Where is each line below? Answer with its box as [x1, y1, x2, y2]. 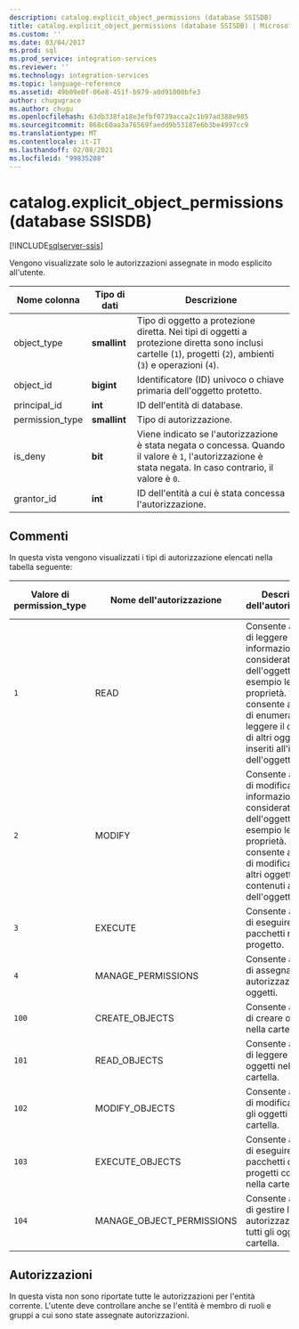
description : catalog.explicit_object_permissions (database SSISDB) [9, 12, 273, 22]
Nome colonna [16, 294, 80, 306]
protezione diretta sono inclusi [136, 337, 264, 349]
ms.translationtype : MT [9, 129, 98, 138]
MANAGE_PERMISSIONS [94, 970, 198, 982]
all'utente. [9, 267, 46, 278]
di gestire [246, 1203, 285, 1216]
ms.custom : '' [9, 29, 62, 38]
